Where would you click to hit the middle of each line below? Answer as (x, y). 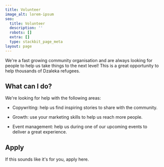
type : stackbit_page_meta (36, 42)
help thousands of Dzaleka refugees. (43, 71)
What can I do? (29, 86)
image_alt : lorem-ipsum (30, 14)
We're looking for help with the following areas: (53, 98)
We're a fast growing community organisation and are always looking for (79, 60)
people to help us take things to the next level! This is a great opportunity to (82, 66)
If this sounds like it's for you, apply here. (47, 159)
